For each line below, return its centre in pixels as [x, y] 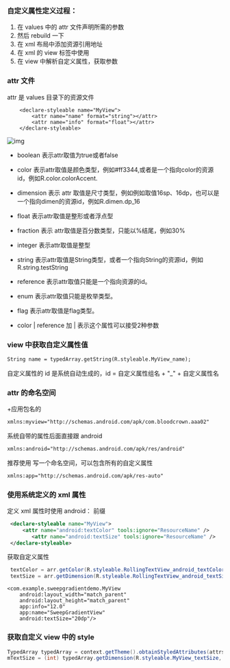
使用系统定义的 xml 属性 [47, 494]
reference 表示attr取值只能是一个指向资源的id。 [84, 281]
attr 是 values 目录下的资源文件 [51, 97]
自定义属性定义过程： [42, 10]
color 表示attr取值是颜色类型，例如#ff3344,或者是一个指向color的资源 [115, 169]
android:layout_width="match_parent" [73, 595]
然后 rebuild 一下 [41, 36]
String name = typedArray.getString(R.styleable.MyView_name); [99, 359]
